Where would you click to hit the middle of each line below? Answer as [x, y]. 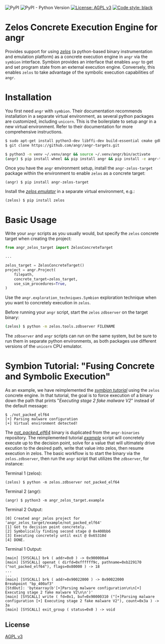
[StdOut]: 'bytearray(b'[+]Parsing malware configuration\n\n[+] [73, 588]
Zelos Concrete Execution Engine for [82, 27]
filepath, [24, 274]
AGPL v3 [14, 636]
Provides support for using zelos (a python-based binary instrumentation [79, 51]
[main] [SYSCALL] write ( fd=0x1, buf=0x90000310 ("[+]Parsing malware [80, 597]
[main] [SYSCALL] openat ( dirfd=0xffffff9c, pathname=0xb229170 [73, 563]
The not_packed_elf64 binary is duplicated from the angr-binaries [72, 432]
